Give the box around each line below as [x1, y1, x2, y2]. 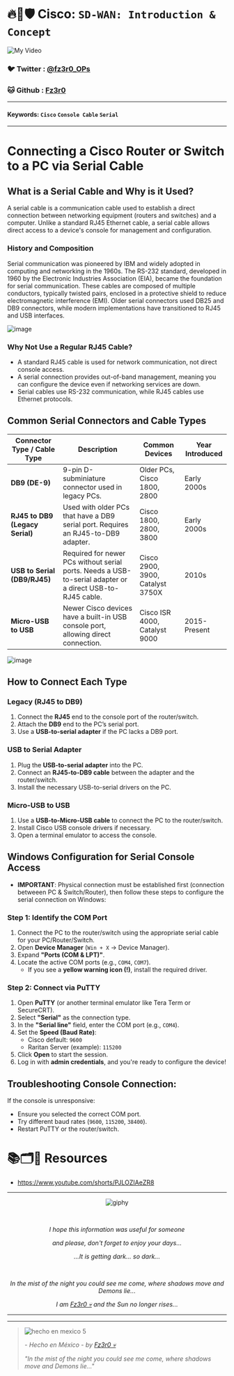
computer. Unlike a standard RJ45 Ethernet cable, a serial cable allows [7, 219, 210, 227]
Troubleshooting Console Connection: [7, 1078, 177, 1090]
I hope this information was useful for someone [49, 1226, 185, 1234]
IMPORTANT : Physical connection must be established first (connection [17, 880, 225, 889]
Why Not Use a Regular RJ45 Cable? [7, 342, 133, 352]
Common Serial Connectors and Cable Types [7, 415, 207, 427]
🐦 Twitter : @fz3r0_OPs [7, 64, 91, 74]
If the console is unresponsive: [7, 1097, 95, 1105]
